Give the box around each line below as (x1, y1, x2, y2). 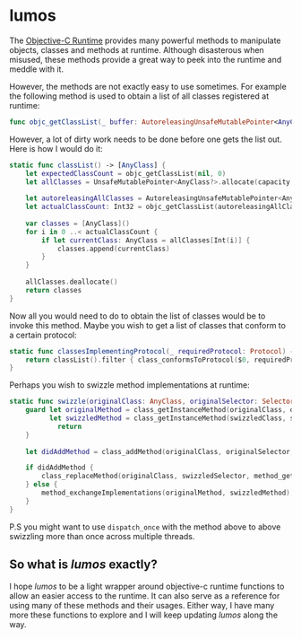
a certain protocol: (9, 329, 78, 340)
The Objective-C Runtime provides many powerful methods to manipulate (9, 35, 281, 46)
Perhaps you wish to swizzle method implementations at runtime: (9, 380, 250, 390)
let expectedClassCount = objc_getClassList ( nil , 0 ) (25, 169, 227, 178)
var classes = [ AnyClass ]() (25, 219, 130, 228)
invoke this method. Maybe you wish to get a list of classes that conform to (9, 319, 287, 330)
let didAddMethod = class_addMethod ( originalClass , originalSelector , (25, 447, 295, 456)
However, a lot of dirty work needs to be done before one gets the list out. (9, 134, 282, 144)
